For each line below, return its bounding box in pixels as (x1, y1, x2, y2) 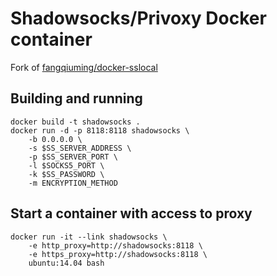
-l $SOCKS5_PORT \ (28, 160, 105, 171)
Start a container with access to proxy (10, 205, 253, 222)
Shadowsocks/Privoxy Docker (10, 7, 267, 30)
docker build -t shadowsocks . (10, 117, 141, 127)
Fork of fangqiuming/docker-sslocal (10, 61, 158, 73)
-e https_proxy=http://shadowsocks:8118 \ (28, 249, 208, 259)
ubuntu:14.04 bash (28, 258, 105, 268)
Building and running (10, 90, 143, 107)
